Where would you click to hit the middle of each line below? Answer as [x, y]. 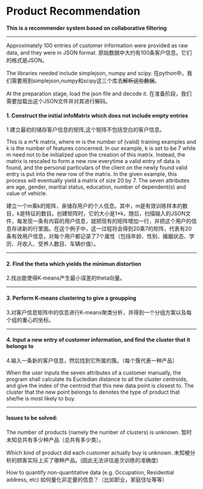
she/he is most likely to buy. [41, 398]
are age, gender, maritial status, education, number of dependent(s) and [96, 187]
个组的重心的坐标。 [30, 320]
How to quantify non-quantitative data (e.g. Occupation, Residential [90, 472]
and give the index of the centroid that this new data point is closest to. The [100, 385]
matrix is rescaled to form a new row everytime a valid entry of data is [93, 161]
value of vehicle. [27, 194]
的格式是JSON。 [27, 60]
